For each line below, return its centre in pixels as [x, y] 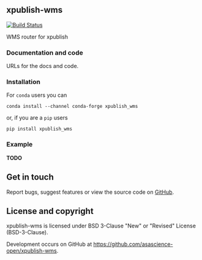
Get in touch [30, 177]
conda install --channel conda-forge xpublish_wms [72, 107]
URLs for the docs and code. [43, 66]
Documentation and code [45, 53]
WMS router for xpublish [37, 37]
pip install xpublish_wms [39, 129]
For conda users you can [37, 95]
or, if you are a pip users [37, 118]
